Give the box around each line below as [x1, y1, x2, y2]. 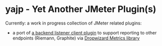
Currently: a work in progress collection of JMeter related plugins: [5, 20, 142, 26]
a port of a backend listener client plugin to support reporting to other [12, 29, 157, 35]
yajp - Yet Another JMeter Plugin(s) [5, 3, 156, 15]
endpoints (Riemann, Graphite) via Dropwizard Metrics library [12, 35, 140, 41]
